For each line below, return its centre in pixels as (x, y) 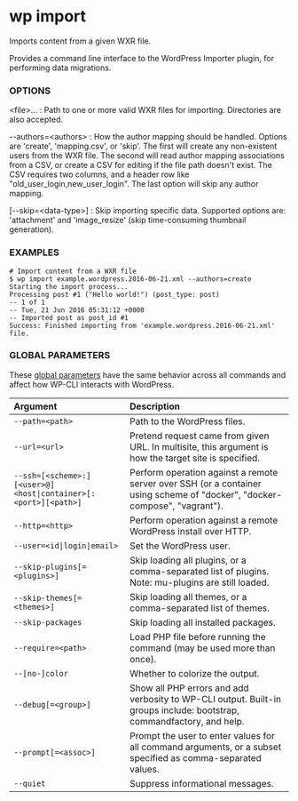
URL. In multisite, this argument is (199, 446)
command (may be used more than (203, 648)
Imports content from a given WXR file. (80, 41)
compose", (153, 506)
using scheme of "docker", (185, 494)
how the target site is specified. (195, 458)
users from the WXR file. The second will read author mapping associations (147, 156)
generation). (32, 229)
